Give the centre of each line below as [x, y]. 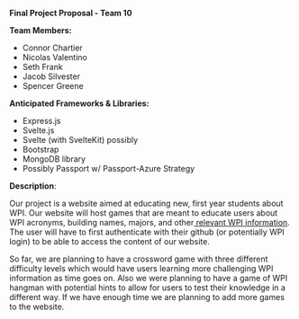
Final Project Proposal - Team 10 [71, 13]
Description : [33, 186]
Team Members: [41, 30]
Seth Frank [42, 67]
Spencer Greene [53, 86]
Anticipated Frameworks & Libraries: [79, 103]
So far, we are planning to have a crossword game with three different [139, 259]
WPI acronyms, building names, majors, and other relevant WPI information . [149, 222]
